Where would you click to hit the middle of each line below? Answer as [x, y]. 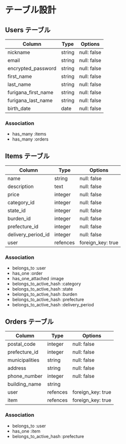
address [17, 368]
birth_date [19, 108]
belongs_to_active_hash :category [47, 284]
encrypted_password [32, 68]
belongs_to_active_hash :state [42, 289]
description [21, 186]
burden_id [19, 219]
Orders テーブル [29, 321]
